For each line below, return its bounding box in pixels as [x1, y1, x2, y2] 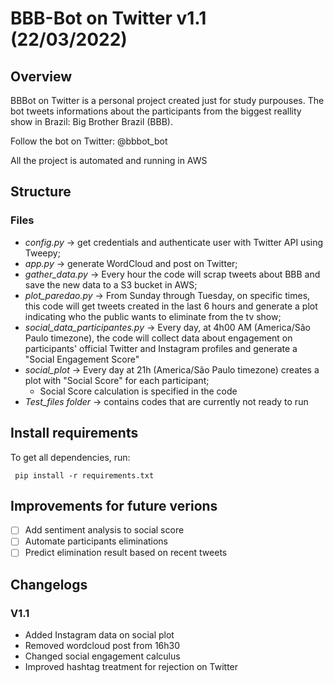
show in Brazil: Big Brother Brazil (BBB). [10, 116, 173, 127]
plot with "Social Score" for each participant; [24, 374, 210, 386]
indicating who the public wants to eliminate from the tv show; [24, 310, 282, 322]
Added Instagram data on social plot [24, 629, 175, 641]
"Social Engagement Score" [24, 353, 140, 365]
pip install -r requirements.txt [14, 470, 155, 481]
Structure [10, 183, 72, 201]
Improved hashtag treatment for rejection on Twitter [24, 661, 239, 673]
